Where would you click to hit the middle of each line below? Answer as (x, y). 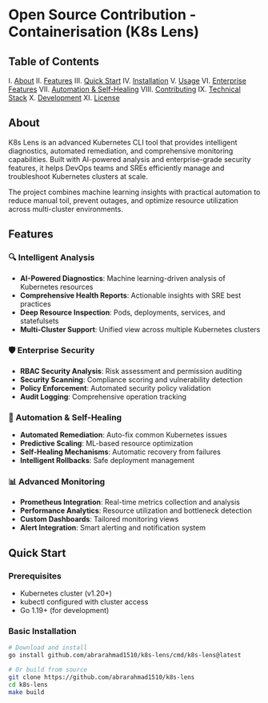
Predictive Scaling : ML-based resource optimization (106, 444)
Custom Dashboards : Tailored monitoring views (99, 519)
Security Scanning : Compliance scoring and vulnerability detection (131, 380)
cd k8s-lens (28, 685)
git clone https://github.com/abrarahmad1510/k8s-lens (102, 677)
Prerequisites (35, 575)
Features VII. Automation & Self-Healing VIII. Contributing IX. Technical (125, 89)
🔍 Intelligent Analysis (52, 258)
